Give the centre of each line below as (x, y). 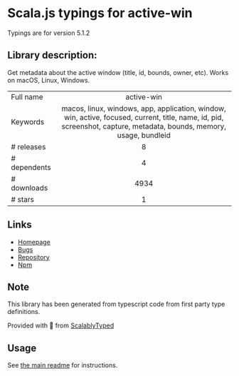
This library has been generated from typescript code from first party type (116, 304)
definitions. (24, 312)
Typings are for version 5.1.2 (49, 33)
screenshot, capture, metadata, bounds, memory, (144, 126)
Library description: (52, 55)
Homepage (34, 242)
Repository (33, 257)
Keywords (28, 121)
